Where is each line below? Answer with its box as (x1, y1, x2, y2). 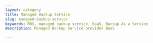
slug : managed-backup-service (5, 16, 68, 21)
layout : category (5, 7, 41, 12)
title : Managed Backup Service (5, 12, 70, 17)
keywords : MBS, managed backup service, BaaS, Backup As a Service (5, 21, 149, 26)
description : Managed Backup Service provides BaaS (5, 26, 115, 31)
